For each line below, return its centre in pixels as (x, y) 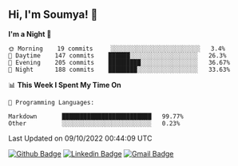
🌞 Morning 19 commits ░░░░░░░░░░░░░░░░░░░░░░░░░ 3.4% (117, 49)
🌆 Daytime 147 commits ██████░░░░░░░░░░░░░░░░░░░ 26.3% (117, 55)
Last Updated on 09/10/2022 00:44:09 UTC (80, 138)
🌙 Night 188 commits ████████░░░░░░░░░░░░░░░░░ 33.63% (119, 69)
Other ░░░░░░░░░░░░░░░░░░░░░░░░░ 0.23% (94, 123)
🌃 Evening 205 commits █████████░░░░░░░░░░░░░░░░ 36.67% (119, 62)
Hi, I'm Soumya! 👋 (53, 15)
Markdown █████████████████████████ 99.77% (96, 117)
